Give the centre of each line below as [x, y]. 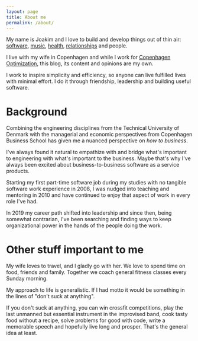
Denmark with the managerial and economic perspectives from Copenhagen [99, 135]
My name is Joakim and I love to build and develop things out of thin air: [94, 40]
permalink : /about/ [30, 23]
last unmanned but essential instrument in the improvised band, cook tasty [97, 314]
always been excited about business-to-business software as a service [93, 165]
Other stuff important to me [75, 249]
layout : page [22, 12]
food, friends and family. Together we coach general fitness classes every [96, 272]
